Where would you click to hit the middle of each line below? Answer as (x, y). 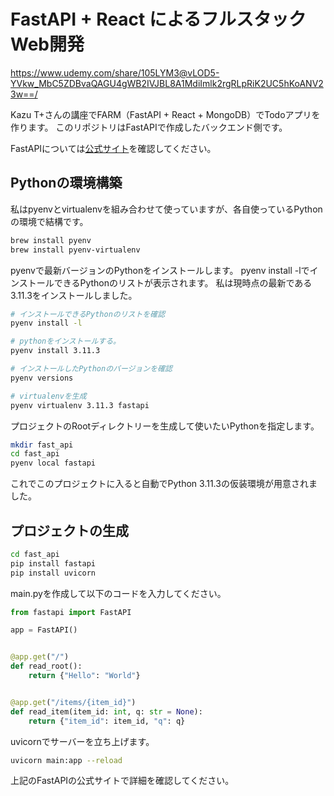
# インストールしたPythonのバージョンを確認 (91, 369)
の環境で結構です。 (49, 221)
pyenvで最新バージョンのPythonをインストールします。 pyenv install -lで (160, 270)
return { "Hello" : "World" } (84, 676)
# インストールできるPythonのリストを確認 (88, 314)
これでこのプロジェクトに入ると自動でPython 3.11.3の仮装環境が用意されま (164, 484)
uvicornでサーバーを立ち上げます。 (82, 741)
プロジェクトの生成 (69, 530)
